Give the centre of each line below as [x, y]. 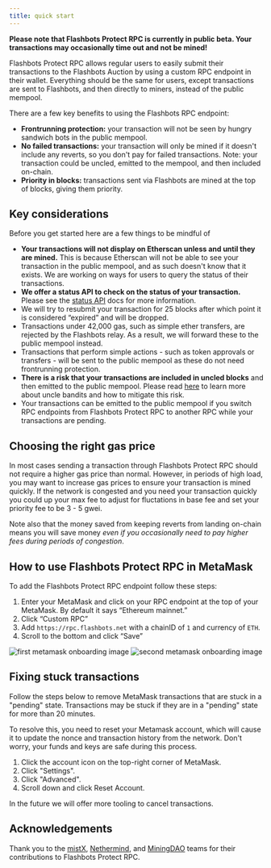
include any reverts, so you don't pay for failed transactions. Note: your [139, 154]
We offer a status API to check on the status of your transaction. [131, 292]
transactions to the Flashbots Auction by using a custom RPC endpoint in [130, 71]
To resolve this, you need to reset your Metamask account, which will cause [135, 729]
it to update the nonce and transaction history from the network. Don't [126, 738]
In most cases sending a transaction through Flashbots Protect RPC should [133, 466]
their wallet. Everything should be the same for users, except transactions [132, 80]
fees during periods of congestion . [67, 541]
